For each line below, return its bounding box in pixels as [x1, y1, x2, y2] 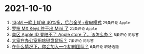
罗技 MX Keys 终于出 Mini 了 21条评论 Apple [11, 25, 98, 31]
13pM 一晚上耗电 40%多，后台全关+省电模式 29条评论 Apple [11, 19, 130, 25]
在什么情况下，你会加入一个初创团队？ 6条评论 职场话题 [11, 43, 119, 49]
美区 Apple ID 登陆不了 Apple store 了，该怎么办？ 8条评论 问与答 [11, 31, 139, 37]
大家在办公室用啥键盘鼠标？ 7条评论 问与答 [11, 37, 94, 43]
